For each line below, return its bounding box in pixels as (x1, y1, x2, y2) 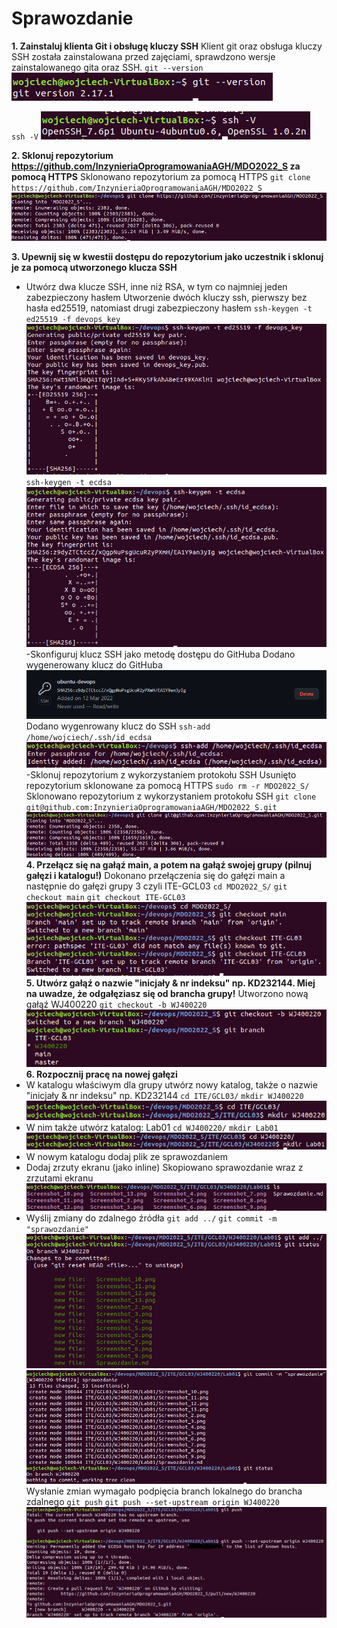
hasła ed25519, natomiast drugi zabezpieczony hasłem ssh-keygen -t (25, 302, 313, 314)
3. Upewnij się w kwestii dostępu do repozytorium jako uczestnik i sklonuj (11, 250, 324, 262)
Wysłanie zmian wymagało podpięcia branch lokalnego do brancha (25, 1485, 303, 1497)
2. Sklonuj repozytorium (11, 149, 114, 161)
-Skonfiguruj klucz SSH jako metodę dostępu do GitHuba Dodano (25, 648, 296, 661)
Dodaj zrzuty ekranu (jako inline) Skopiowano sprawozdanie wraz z (25, 1162, 304, 1174)
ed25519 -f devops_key (25, 314, 121, 324)
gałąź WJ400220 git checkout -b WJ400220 (25, 998, 208, 1010)
